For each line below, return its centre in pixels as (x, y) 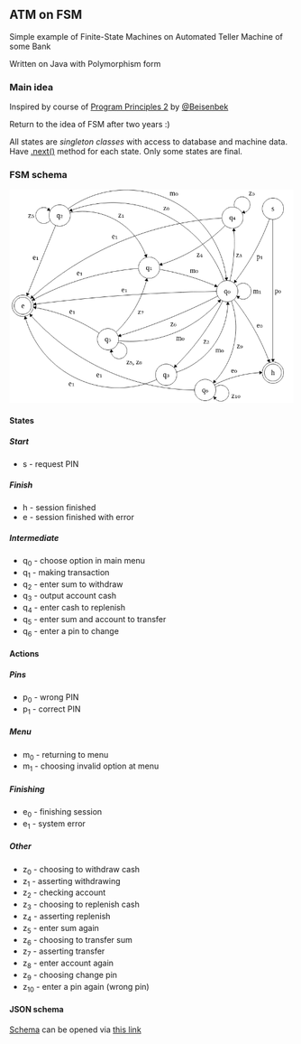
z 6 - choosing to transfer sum (77, 941)
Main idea (32, 87)
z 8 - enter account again (68, 964)
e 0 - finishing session (62, 813)
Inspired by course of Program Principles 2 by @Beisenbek (119, 107)
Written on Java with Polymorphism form (85, 63)
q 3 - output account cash (69, 597)
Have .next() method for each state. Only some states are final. (126, 152)
